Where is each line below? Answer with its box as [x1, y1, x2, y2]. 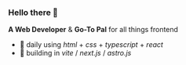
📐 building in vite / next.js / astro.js [19, 49, 132, 58]
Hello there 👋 [8, 7, 59, 18]
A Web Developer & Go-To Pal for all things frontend [8, 25, 179, 34]
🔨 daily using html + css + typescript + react [19, 40, 163, 49]
